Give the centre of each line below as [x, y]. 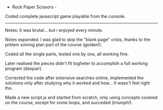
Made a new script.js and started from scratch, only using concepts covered [81, 97]
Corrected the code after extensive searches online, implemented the [74, 78]
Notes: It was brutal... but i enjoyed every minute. [54, 30]
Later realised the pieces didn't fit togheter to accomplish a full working [76, 63]
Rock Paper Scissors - [34, 7]
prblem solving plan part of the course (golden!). [54, 45]
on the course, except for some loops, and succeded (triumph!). [69, 103]
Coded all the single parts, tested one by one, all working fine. [67, 54]
